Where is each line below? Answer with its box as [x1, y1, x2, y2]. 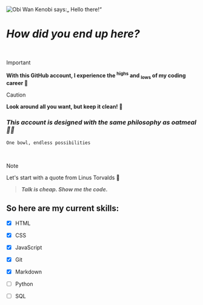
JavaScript [15, 244, 42, 251]
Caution [6, 91, 26, 98]
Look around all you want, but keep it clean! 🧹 [6, 103, 123, 111]
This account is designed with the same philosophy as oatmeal [6, 118, 197, 127]
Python [15, 280, 33, 287]
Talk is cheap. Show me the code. [21, 185, 108, 193]
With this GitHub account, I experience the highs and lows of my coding [6, 70, 186, 80]
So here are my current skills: [6, 204, 119, 214]
